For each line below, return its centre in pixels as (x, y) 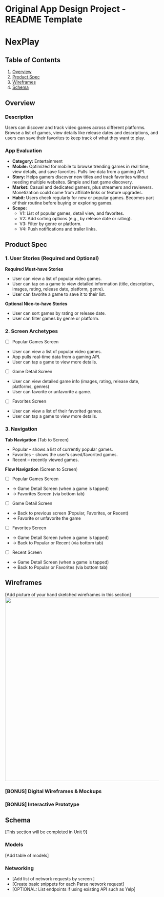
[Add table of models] (27, 855)
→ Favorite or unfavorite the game (46, 518)
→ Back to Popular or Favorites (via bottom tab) (60, 567)
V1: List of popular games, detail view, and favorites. (72, 213)
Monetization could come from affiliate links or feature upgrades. (77, 193)
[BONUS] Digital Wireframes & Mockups (53, 791)
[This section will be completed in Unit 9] (46, 832)
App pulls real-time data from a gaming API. (56, 357)
